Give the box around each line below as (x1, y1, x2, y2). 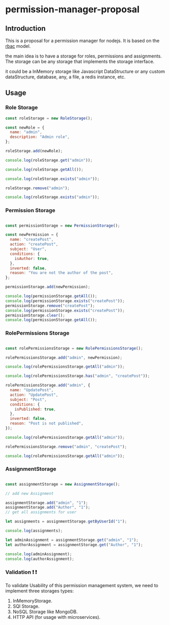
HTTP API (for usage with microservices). (12, 614, 101, 620)
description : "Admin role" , (10, 134, 70, 139)
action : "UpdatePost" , (10, 392, 58, 397)
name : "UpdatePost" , (10, 388, 54, 393)
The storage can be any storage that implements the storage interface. (5, 58, 155, 65)
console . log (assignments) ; (5, 528, 63, 534)
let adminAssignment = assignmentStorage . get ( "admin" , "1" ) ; (5, 537, 139, 542)
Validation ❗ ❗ (5, 569, 37, 576)
